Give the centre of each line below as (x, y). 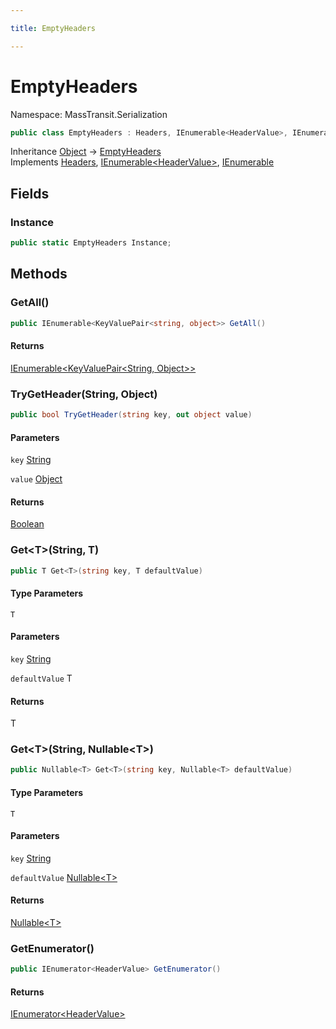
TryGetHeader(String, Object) (84, 394)
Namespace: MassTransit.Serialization (89, 114)
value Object (36, 479)
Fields (30, 193)
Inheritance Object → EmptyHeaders (86, 152)
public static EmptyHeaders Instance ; (91, 243)
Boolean (27, 524)
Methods (39, 274)
